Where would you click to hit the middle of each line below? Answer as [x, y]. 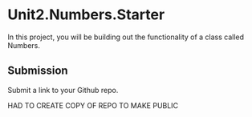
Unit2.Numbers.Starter [86, 15]
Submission [38, 71]
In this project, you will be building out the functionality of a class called [126, 37]
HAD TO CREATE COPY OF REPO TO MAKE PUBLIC [93, 105]
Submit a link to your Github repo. [63, 90]
